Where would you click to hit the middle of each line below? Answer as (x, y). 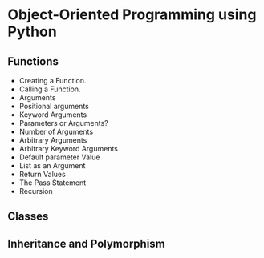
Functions (33, 61)
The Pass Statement (53, 183)
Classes (28, 217)
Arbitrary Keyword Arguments (68, 149)
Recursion (36, 191)
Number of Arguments (56, 131)
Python (32, 32)
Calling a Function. (50, 89)
